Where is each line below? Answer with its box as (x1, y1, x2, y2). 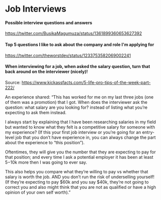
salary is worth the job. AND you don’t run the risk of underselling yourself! (5, 174, 155, 180)
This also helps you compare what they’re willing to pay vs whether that (5, 168, 148, 174)
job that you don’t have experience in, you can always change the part (15, 134, 156, 140)
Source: (5, 79, 21, 85)
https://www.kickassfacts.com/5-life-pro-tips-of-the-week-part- (21, 79, 151, 85)
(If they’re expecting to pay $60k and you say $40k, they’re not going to (5, 179, 149, 185)
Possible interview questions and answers (5, 19, 92, 25)
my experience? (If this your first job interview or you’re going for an (5, 129, 142, 135)
